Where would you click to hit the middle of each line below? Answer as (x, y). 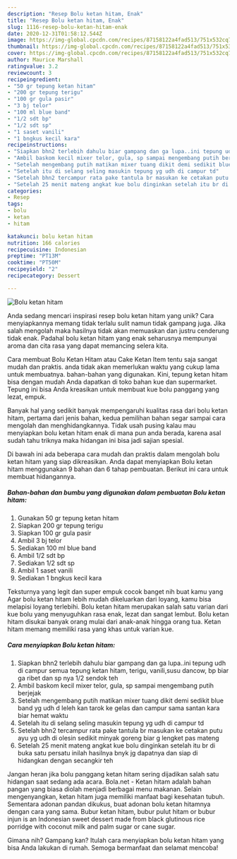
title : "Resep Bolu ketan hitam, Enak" (66, 20)
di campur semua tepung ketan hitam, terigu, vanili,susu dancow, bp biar (123, 670)
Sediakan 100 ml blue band (57, 548)
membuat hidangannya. (42, 476)
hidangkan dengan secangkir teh (65, 760)
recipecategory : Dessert (44, 276)
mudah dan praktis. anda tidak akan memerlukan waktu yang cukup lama (114, 367)
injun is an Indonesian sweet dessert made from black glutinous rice (107, 819)
